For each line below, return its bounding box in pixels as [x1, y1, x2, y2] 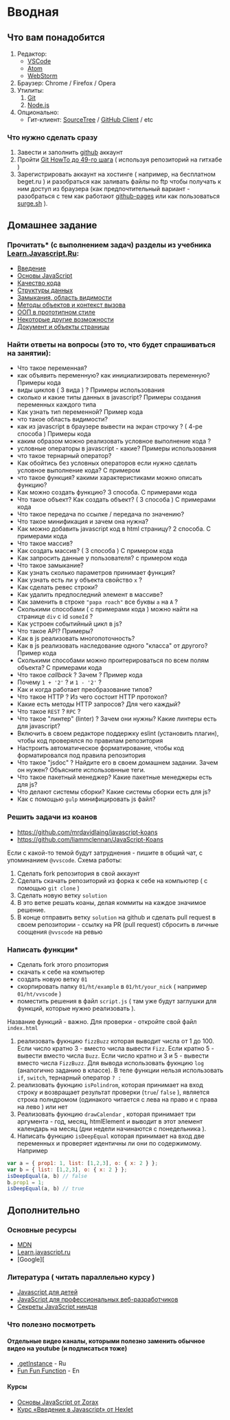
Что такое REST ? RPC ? [16, 708, 81, 716]
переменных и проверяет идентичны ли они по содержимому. [16, 1139, 202, 1147]
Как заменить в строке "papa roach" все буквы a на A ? [16, 598, 179, 606]
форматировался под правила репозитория [16, 751, 146, 760]
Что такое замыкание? [16, 561, 84, 569]
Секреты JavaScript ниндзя [16, 1302, 97, 1311]
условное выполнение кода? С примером [16, 466, 141, 474]
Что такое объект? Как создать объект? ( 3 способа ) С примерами [16, 496, 216, 504]
